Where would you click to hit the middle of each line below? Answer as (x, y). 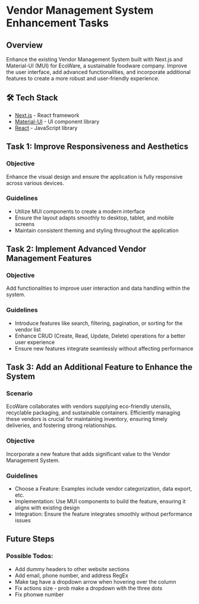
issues (23, 521)
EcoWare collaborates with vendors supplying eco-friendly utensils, (89, 407)
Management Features (49, 258)
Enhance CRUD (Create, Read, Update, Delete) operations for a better (100, 336)
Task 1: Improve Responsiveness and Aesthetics (97, 147)
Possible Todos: (30, 556)
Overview (25, 45)
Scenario (19, 394)
